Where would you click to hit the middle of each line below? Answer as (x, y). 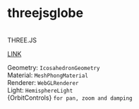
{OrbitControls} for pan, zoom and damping (70, 98)
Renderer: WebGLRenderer (43, 82)
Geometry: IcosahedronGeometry (54, 67)
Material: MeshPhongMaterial (48, 75)
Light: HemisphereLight (40, 90)
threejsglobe (45, 13)
